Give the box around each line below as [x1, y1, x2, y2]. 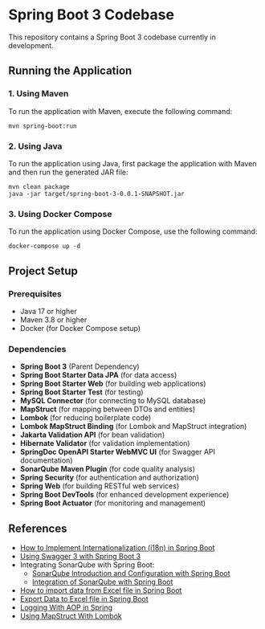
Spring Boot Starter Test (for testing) [19, 387, 144, 397]
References [8, 521, 67, 535]
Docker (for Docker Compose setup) [19, 323, 141, 333]
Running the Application [8, 64, 132, 78]
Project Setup [8, 263, 79, 278]
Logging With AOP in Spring [19, 602, 113, 612]
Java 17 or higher [19, 306, 78, 316]
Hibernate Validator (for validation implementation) [19, 439, 190, 448]
